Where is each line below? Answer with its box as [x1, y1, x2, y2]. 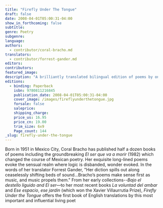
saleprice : [14, 106, 36, 111]
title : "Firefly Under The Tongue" [5, 7, 77, 12]
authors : [5, 43, 23, 48]
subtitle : [5, 25, 25, 30]
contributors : [5, 66, 34, 71]
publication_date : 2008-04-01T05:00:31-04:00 [14, 92, 108, 97]
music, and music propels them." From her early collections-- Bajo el [5, 177, 142, 183]
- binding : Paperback [9, 83, 53, 89]
